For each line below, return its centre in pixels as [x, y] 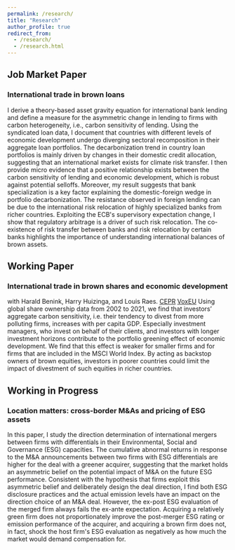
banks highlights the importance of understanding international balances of [116, 236]
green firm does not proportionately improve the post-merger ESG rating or [116, 517]
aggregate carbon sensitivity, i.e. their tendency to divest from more [106, 316]
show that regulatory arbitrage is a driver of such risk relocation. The [107, 222]
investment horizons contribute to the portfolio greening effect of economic [116, 339]
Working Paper [41, 266]
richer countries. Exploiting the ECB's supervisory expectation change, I [111, 214]
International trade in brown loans [66, 95]
